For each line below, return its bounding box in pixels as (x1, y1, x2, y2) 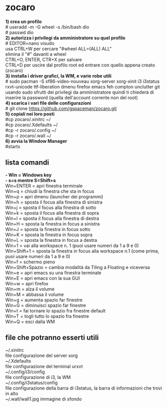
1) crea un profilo (5, 18, 42, 25)
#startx (5, 143, 20, 149)
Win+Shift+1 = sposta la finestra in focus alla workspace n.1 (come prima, (5, 247, 159, 254)
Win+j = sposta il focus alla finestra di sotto (5, 204, 97, 211)
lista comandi (5, 158, 50, 167)
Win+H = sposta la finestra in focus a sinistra (5, 220, 100, 227)
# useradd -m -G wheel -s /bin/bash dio (5, 24, 89, 30)
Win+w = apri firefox (5, 280, 49, 286)
